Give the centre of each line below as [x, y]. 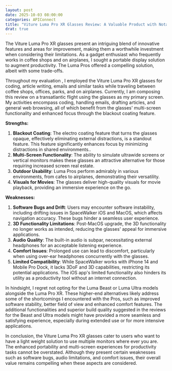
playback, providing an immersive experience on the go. [72, 188]
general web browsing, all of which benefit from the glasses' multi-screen [83, 108]
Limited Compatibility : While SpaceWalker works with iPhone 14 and [85, 262]
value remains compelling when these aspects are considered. [71, 363]
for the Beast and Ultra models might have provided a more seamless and [83, 315]
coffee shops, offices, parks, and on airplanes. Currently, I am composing [83, 92]
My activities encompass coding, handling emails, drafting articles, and [80, 102]
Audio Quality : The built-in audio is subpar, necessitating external [82, 240]
